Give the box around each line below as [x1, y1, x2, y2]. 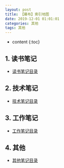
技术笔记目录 [12, 98, 38, 104]
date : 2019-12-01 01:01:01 [5, 16, 60, 21]
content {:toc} [12, 39, 40, 45]
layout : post [5, 7, 32, 12]
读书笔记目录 [12, 68, 38, 74]
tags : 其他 [5, 26, 26, 30]
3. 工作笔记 [5, 114, 38, 122]
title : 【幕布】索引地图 [5, 12, 49, 17]
